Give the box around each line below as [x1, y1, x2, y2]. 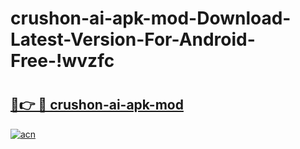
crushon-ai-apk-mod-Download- [10, 7, 292, 30]
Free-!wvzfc [10, 50, 115, 72]
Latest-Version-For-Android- [10, 28, 256, 51]
